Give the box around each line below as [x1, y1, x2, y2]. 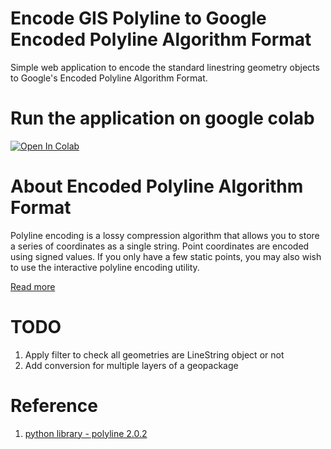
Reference [10, 394, 98, 417]
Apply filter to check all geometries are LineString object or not [24, 348, 285, 361]
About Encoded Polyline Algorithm [10, 175, 304, 198]
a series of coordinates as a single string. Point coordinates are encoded [10, 240, 310, 252]
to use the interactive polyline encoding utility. [10, 261, 200, 273]
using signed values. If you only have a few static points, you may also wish [10, 250, 322, 262]
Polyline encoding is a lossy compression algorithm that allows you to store [10, 229, 320, 241]
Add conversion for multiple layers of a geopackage [24, 359, 239, 371]
